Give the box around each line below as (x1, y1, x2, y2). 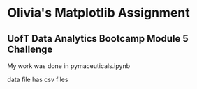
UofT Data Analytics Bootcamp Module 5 (7, 33, 189, 44)
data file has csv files (7, 75, 68, 83)
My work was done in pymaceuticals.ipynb (7, 62, 131, 70)
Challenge (7, 43, 53, 55)
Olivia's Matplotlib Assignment (7, 5, 190, 21)
